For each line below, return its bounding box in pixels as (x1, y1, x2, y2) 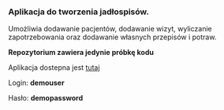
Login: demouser (8, 78, 65, 88)
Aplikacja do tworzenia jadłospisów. (8, 6, 150, 17)
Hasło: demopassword (8, 93, 84, 103)
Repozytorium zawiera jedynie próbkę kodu (8, 48, 154, 57)
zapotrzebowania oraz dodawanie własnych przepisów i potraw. (8, 32, 217, 42)
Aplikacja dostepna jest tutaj (8, 63, 100, 72)
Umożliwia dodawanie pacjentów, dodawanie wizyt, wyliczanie (8, 24, 212, 34)
